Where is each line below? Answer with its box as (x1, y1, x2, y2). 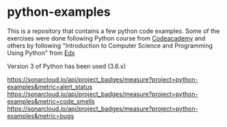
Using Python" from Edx (7, 49, 75, 57)
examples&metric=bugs (7, 111, 75, 120)
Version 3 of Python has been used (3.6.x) (7, 62, 126, 70)
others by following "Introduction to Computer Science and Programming (7, 41, 213, 49)
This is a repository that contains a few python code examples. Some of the (7, 27, 220, 35)
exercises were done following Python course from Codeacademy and (7, 34, 206, 42)
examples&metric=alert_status (7, 82, 93, 91)
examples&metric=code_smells (7, 97, 95, 105)
